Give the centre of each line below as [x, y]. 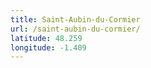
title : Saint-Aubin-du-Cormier [75, 19]
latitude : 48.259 [46, 38]
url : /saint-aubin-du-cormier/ [75, 29]
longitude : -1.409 [48, 47]
